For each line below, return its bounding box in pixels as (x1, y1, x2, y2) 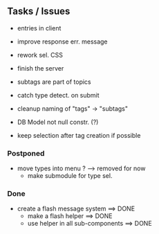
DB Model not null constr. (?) (17, 118, 99, 126)
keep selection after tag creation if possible (17, 131, 141, 139)
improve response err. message (17, 37, 109, 46)
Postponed (7, 148, 45, 158)
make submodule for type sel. (27, 172, 113, 180)
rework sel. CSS (17, 51, 64, 59)
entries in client (17, 24, 62, 32)
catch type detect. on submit (17, 91, 100, 99)
